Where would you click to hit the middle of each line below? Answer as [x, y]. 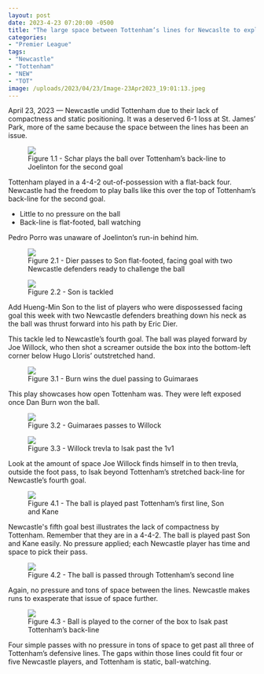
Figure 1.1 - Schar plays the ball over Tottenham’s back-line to [127, 158]
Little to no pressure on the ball [70, 214]
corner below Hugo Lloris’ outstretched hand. [82, 356]
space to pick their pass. [48, 552]
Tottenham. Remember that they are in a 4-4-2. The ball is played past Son [129, 535]
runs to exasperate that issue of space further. [83, 599]
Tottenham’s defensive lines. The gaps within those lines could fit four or [126, 654]
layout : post [29, 15]
